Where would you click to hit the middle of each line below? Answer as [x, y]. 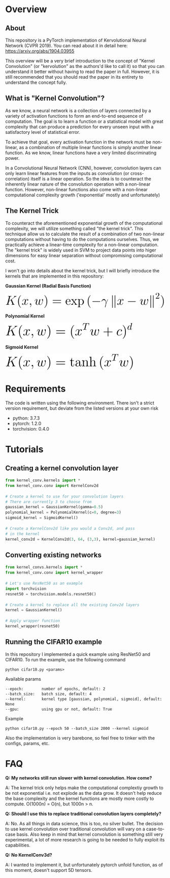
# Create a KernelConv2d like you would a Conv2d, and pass [70, 529]
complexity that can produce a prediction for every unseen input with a [79, 127]
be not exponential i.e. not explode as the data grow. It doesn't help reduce [84, 793]
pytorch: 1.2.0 [27, 424]
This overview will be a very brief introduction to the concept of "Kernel [80, 61]
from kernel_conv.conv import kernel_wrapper [54, 573]
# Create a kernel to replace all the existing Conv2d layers [72, 605]
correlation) [18, 179]
